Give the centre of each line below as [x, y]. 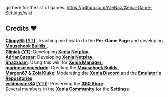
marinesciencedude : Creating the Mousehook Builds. [62, 67]
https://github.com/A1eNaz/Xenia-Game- [109, 7]
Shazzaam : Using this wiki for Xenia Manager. [54, 62]
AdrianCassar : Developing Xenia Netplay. [50, 57]
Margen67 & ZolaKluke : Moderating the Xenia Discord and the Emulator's [83, 73]
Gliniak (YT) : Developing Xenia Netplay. [48, 51]
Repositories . [19, 78]
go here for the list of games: [35, 7]
